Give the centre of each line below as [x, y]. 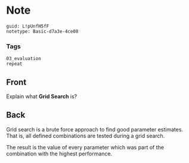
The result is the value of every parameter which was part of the [85, 147]
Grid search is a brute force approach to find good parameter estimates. [95, 129]
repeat [14, 64]
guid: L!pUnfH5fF [28, 26]
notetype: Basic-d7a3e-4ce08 [42, 31]
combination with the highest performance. [59, 153]
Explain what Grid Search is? [42, 96]
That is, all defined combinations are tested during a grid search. [86, 136]
